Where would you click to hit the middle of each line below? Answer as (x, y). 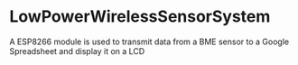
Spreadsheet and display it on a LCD (77, 51)
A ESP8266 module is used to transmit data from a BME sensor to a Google (149, 42)
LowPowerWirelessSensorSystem (140, 17)
